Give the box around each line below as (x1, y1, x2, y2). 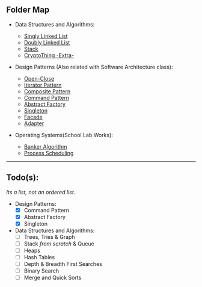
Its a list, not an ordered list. (6, 188, 76, 196)
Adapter (23, 120, 44, 127)
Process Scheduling (23, 149, 74, 156)
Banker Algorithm (23, 143, 67, 150)
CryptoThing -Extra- (23, 51, 74, 59)
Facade (23, 113, 43, 120)
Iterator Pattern (23, 81, 62, 88)
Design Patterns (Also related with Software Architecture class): (14, 63, 173, 70)
